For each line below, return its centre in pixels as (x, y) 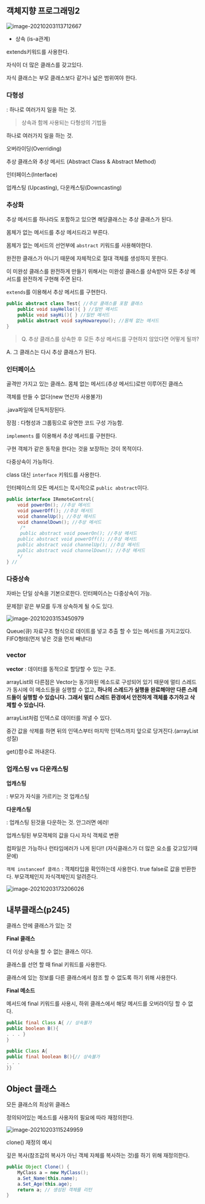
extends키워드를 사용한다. (38, 51)
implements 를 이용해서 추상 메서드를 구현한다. (62, 436)
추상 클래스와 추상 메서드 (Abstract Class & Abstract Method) (81, 162)
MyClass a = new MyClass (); (53, 1172)
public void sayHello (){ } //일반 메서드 (68, 310)
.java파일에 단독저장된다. (36, 410)
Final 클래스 (21, 938)
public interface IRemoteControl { (50, 500)
